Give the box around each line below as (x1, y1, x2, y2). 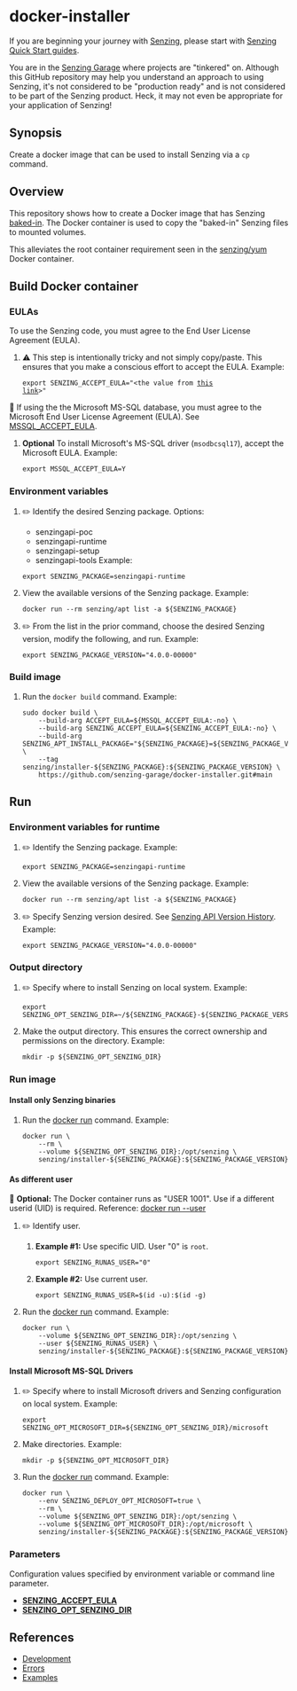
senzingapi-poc (35, 526, 93, 537)
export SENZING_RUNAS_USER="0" (35, 1258, 152, 1267)
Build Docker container (9, 278, 139, 294)
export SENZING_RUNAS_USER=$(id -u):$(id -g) (35, 1291, 207, 1300)
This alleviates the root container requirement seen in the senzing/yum (9, 244, 268, 254)
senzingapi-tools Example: (35, 554, 133, 565)
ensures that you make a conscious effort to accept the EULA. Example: (21, 362, 285, 372)
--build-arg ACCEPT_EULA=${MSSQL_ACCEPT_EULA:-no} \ (38, 716, 238, 724)
